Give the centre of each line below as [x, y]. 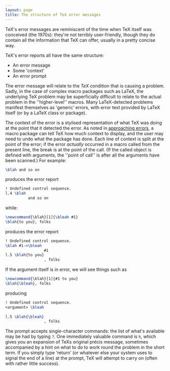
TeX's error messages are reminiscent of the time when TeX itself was [78, 29]
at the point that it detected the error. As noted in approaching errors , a [79, 128]
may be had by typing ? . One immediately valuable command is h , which [81, 336]
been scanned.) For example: [36, 160]
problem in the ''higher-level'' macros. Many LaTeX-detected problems [79, 102]
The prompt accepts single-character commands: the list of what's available [85, 331]
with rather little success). [32, 363]
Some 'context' [28, 70]
